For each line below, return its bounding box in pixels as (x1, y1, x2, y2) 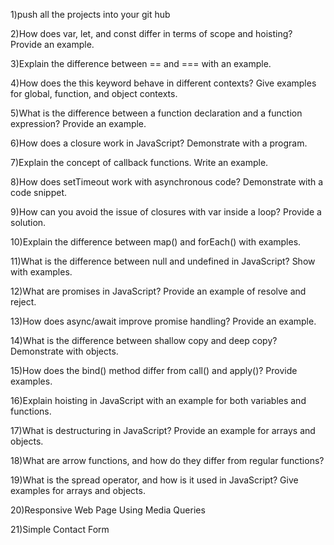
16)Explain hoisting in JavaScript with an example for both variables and (10, 395, 307, 406)
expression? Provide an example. (10, 118, 147, 129)
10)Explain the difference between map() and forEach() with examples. (10, 236, 302, 248)
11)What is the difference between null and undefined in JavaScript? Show (10, 255, 316, 267)
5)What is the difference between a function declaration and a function (10, 107, 303, 119)
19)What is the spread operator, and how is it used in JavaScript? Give (10, 474, 299, 486)
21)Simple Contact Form (10, 524, 110, 535)
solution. (10, 217, 47, 228)
